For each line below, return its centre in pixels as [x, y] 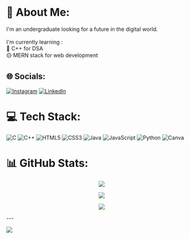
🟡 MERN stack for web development [52, 55]
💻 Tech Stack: [44, 116]
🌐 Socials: [26, 77]
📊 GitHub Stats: [47, 163]
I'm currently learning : [34, 42]
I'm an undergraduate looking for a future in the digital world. [82, 29]
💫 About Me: [38, 12]
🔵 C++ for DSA [25, 48]
